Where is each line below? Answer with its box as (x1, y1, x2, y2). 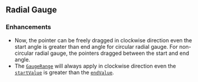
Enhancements (5, 23, 52, 31)
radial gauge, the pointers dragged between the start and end (35, 49, 189, 57)
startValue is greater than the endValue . (14, 69, 114, 76)
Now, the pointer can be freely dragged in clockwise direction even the (14, 36, 193, 44)
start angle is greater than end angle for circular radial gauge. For (14, 43, 178, 50)
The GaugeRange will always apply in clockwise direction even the (14, 62, 177, 69)
